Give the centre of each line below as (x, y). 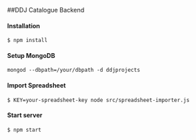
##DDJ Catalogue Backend (46, 10)
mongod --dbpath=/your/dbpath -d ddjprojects (73, 70)
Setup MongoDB (31, 55)
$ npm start (24, 130)
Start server (25, 115)
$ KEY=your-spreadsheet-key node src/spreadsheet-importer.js (98, 100)
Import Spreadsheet (37, 85)
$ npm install (28, 41)
